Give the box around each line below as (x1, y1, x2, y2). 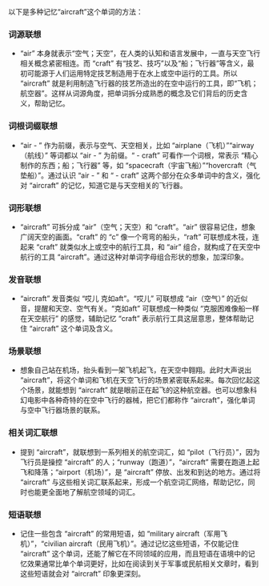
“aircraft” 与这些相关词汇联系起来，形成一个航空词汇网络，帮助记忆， (19, 477, 248, 487)
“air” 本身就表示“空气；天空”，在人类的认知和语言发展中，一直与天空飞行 (19, 49, 261, 58)
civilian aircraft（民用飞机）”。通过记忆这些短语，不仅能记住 (43, 539, 239, 548)
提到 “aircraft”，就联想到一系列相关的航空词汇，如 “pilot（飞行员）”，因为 (19, 447, 260, 456)
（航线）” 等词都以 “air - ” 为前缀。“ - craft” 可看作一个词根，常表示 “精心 (19, 151, 259, 160)
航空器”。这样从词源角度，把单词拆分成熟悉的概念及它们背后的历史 (19, 89, 241, 98)
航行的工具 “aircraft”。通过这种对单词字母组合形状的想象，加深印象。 (19, 251, 248, 262)
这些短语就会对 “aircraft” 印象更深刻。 (19, 569, 146, 579)
